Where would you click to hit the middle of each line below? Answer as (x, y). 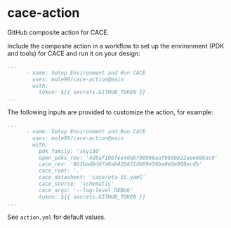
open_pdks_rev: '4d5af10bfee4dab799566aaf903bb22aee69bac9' (128, 158)
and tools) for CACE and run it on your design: (74, 53)
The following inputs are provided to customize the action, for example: (110, 112)
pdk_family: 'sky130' (70, 151)
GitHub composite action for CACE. (58, 32)
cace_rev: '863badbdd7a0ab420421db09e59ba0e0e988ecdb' (120, 164)
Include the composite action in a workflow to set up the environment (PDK (116, 46)
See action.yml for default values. (57, 217)
